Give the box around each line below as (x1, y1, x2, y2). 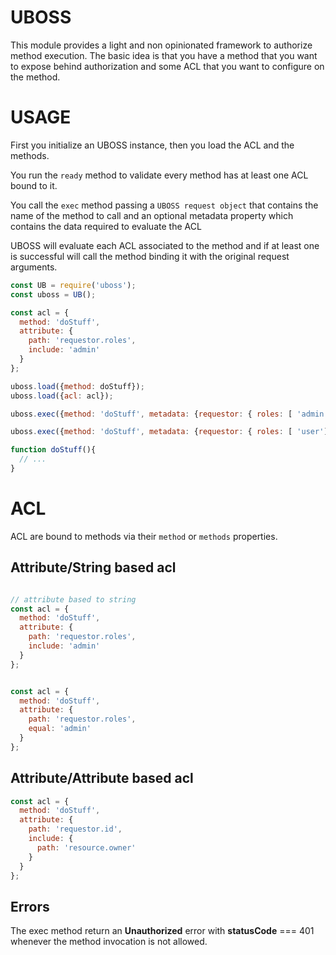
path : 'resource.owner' (36, 842, 137, 853)
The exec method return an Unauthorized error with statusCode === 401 (10, 925, 315, 937)
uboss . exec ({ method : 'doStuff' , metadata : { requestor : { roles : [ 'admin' (10, 409, 329, 419)
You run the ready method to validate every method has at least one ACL (10, 169, 309, 181)
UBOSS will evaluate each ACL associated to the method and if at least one (10, 239, 320, 251)
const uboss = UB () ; (10, 289, 97, 300)
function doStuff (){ (10, 445, 97, 455)
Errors (10, 898, 50, 915)
